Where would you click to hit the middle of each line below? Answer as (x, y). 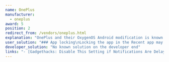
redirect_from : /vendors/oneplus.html (46, 33)
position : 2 (18, 28)
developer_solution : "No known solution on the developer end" (73, 47)
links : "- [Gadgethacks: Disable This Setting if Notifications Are (78, 51)
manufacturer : (20, 14)
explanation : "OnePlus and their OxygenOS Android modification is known (84, 38)
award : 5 (14, 24)
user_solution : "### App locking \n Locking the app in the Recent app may (84, 42)
